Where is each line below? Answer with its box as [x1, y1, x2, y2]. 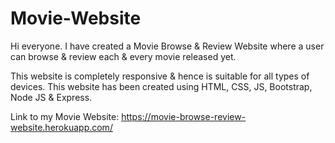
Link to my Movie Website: [10, 110, 120, 122]
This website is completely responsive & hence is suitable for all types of [10, 70, 310, 82]
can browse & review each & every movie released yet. [10, 50, 237, 62]
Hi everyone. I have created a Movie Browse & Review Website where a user [10, 40, 325, 52]
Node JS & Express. [10, 91, 93, 103]
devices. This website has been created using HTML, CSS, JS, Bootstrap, [10, 80, 313, 92]
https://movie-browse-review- [121, 110, 247, 122]
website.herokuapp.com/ [10, 121, 113, 133]
